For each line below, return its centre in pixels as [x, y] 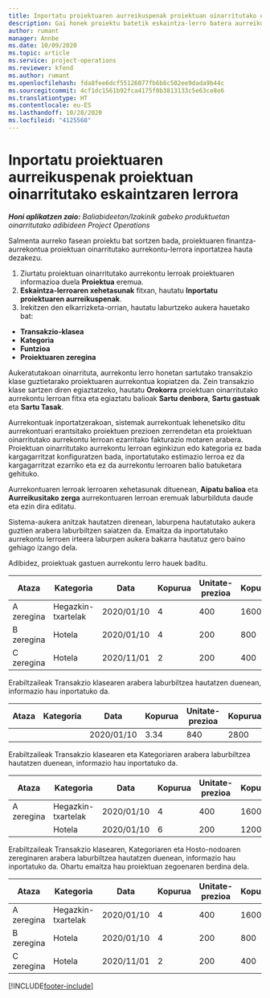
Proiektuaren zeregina [58, 357]
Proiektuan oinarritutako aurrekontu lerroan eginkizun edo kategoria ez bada [135, 448]
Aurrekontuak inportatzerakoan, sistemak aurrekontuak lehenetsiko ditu [127, 422]
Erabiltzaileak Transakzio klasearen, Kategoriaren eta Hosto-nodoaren [125, 849]
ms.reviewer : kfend [41, 68]
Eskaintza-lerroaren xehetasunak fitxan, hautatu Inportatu [119, 290]
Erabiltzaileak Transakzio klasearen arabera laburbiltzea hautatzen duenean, [135, 682]
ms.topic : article [39, 53]
